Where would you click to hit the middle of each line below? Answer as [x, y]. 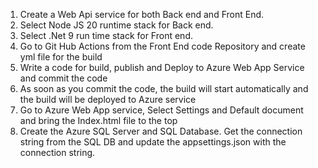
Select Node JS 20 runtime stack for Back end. [116, 25]
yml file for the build [61, 57]
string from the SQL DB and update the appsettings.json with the [153, 142]
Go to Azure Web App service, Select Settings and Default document [161, 110]
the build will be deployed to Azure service [108, 99]
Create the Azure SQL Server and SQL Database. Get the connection [161, 131]
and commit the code [63, 78]
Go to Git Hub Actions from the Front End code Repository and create [162, 46]
